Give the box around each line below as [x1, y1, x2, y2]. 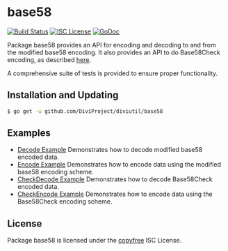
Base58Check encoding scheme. [17, 197, 113, 206]
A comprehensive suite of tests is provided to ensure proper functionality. [7, 69, 218, 77]
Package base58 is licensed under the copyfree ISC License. [7, 236, 182, 245]
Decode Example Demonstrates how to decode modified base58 [17, 146, 203, 154]
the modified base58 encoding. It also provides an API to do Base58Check [7, 48, 220, 56]
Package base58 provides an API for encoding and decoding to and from [7, 40, 217, 49]
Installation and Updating [7, 89, 119, 101]
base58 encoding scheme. [17, 168, 94, 176]
